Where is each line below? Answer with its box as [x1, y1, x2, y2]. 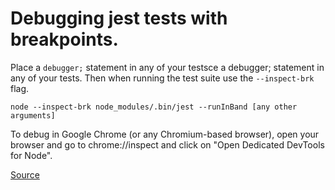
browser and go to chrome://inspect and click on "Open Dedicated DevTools [10, 138, 325, 151]
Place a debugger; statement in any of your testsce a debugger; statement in [10, 61, 325, 73]
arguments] [10, 110, 56, 121]
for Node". [10, 149, 53, 161]
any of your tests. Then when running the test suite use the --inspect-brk [10, 72, 315, 84]
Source [10, 168, 40, 181]
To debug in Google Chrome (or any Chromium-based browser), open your [10, 128, 320, 140]
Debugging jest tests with [10, 7, 228, 30]
